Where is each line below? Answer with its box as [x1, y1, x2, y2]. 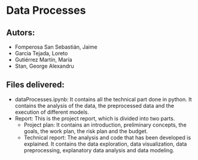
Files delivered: [6, 80, 65, 90]
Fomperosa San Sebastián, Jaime [14, 43, 98, 50]
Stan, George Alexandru [14, 62, 75, 70]
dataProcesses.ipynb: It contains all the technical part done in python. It [14, 95, 192, 102]
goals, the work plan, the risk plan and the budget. [23, 127, 148, 135]
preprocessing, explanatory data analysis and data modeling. [23, 146, 175, 153]
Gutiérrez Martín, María [14, 56, 73, 63]
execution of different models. [14, 108, 90, 116]
